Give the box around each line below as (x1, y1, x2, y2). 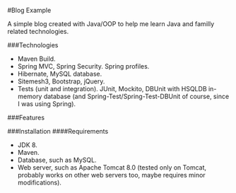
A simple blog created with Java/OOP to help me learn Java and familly (7, 20, 214, 28)
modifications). (17, 178, 62, 187)
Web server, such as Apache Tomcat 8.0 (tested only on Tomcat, (17, 163, 207, 172)
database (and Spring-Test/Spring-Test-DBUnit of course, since (43, 92, 230, 100)
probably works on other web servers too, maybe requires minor (17, 171, 206, 179)
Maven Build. (17, 54, 56, 63)
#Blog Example (7, 6, 52, 14)
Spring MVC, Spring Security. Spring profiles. (17, 62, 150, 70)
